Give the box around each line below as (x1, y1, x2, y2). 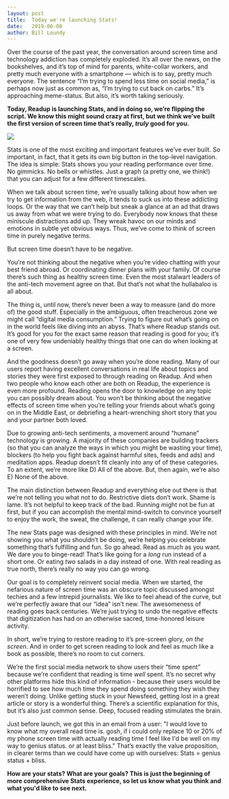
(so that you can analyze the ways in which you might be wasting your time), (7, 443, 223, 452)
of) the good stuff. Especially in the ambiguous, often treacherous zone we (7, 308, 217, 316)
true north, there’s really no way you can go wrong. (7, 565, 151, 573)
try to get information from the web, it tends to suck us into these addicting (7, 195, 219, 204)
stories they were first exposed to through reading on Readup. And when (7, 372, 213, 380)
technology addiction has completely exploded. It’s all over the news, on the (7, 56, 221, 64)
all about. (7, 287, 33, 295)
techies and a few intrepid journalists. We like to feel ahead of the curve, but (7, 593, 221, 601)
